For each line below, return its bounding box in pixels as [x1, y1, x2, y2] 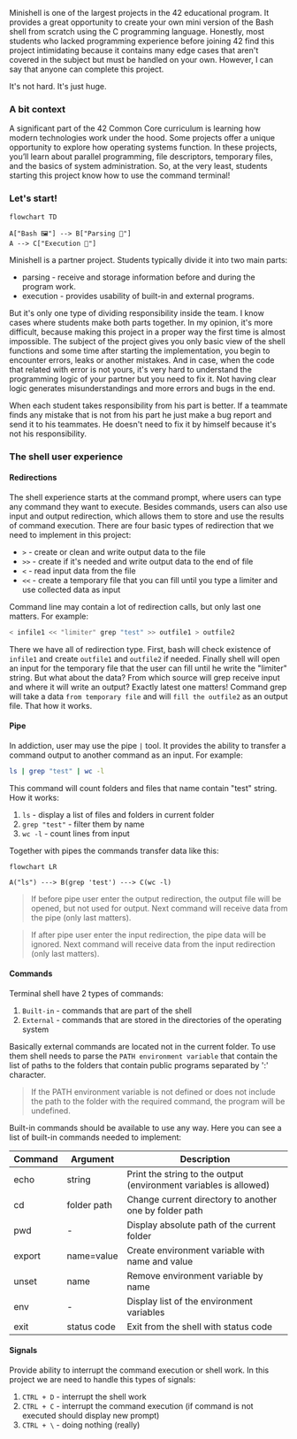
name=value [66, 1250, 118, 1262]
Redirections [9, 473, 57, 483]
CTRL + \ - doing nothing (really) [21, 1420, 141, 1430]
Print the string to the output [126, 1167, 244, 1180]
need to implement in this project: [9, 529, 132, 540]
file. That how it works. [9, 700, 93, 711]
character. [9, 1069, 47, 1080]
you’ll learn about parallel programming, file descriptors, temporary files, [9, 151, 273, 162]
